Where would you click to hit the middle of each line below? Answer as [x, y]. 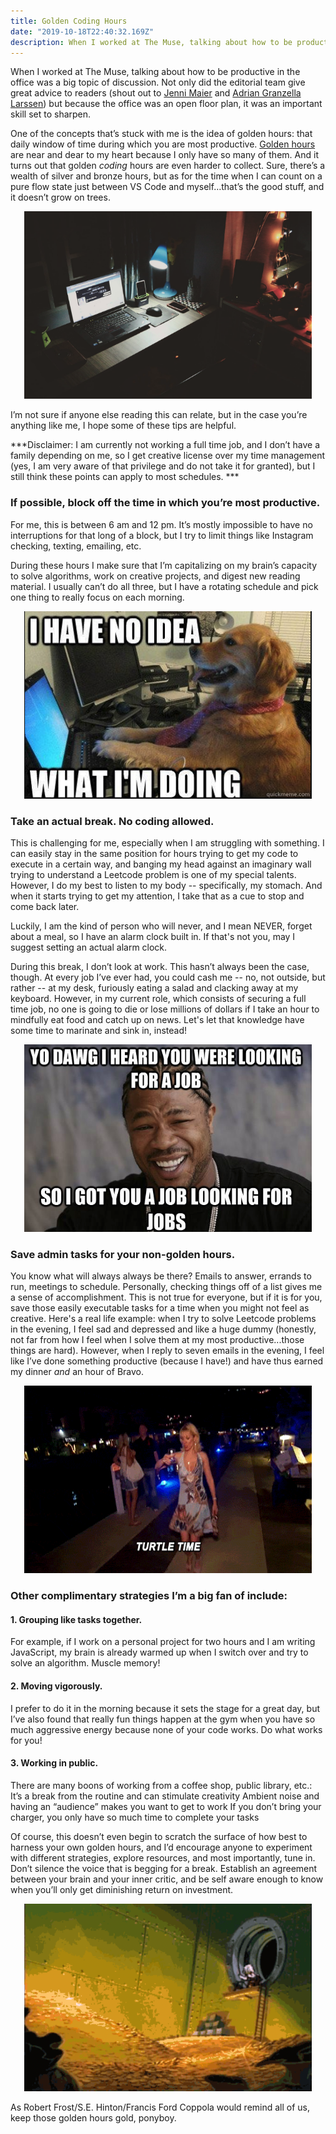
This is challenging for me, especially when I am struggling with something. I [167, 842]
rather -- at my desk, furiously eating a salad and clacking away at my [154, 987]
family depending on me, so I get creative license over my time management [168, 456]
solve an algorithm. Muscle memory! [85, 1663]
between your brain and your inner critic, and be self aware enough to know [167, 1879]
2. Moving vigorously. [56, 1686]
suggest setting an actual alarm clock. [89, 947]
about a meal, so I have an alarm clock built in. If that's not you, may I [153, 936]
